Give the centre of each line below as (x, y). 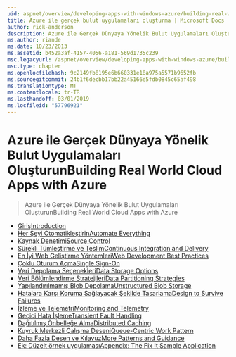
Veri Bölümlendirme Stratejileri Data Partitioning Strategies (101, 278)
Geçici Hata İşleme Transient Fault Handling (80, 315)
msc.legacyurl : (29, 60)
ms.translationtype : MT (42, 86)
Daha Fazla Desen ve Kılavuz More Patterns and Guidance (101, 338)
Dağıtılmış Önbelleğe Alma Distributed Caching (84, 323)
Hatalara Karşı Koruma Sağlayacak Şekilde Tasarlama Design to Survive (120, 293)
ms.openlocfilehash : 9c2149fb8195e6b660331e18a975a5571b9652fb (102, 73)
